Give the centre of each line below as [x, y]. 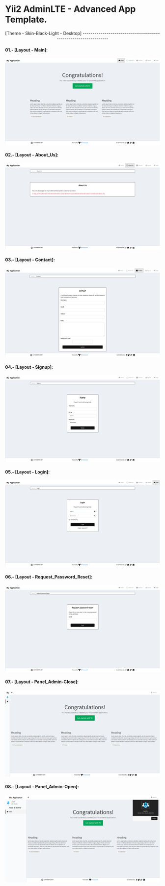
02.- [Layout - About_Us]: [32, 154]
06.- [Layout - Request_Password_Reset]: [49, 577]
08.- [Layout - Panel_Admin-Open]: [42, 787]
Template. [26, 19]
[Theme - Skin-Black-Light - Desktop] [43, 33]
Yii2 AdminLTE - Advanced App [70, 9]
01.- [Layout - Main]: [27, 50]
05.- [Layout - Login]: [27, 472]
